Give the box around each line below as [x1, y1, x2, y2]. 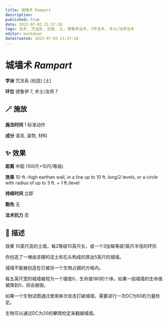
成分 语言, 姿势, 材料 [5, 132, 47, 139]
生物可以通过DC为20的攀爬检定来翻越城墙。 [5, 310, 98, 316]
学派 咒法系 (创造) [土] [5, 77, 52, 83]
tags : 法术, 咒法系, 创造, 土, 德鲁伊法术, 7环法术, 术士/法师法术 [5, 27, 134, 32]
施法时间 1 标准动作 [5, 121, 46, 128]
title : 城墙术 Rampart [5, 7, 51, 13]
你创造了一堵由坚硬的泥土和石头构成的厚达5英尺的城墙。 [5, 254, 124, 260]
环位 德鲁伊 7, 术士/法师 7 [5, 88, 58, 95]
